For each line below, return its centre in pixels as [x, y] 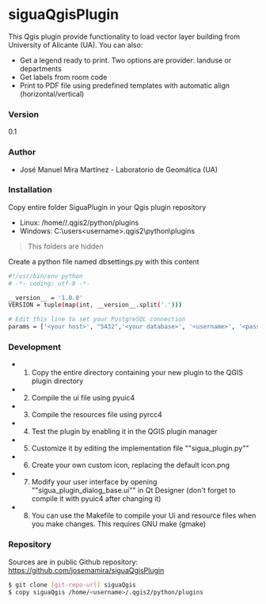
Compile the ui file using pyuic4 [83, 398]
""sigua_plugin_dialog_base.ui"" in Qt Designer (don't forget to [133, 490]
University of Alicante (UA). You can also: [76, 44]
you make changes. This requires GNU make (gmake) [118, 524]
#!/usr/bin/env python [46, 276]
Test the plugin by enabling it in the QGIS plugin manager [124, 431]
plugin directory [57, 381]
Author [22, 152]
